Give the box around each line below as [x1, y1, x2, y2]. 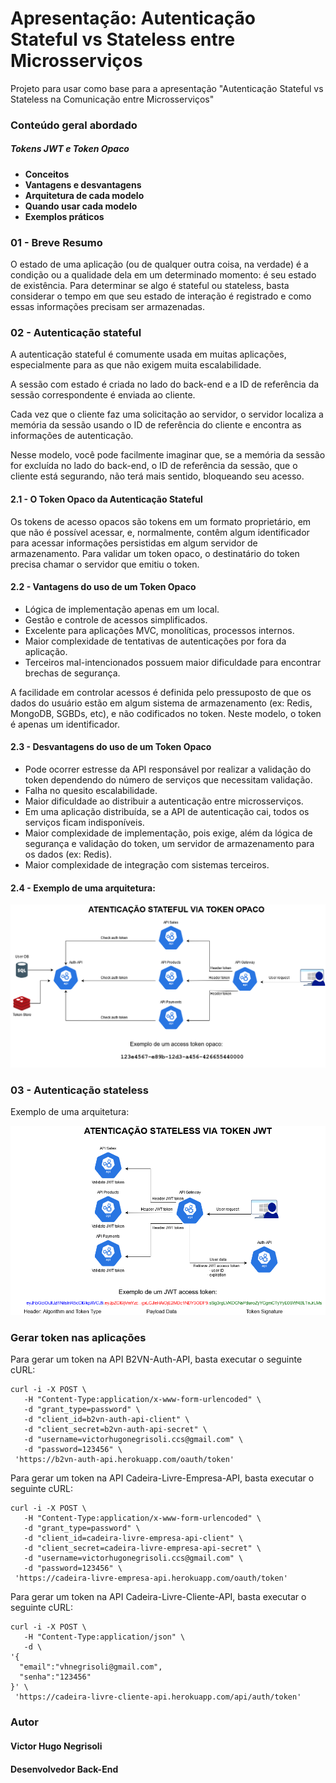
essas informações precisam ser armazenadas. [10, 301, 205, 313]
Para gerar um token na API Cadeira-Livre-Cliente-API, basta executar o [10, 1591, 307, 1603]
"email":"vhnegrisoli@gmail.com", [19, 1662, 163, 1672]
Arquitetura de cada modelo [24, 189, 145, 201]
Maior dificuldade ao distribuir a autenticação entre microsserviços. [24, 795, 304, 807]
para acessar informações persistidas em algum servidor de [10, 537, 258, 549]
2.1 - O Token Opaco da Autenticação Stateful [10, 493, 203, 506]
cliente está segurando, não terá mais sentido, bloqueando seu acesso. [10, 470, 305, 482]
